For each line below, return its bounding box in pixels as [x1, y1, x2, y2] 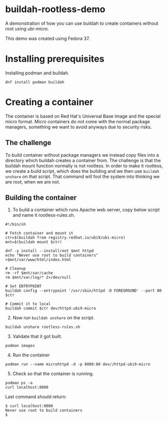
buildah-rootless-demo [5, 4, 105, 15]
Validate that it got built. [12, 334, 62, 340]
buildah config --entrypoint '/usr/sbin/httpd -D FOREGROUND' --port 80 [5, 288, 162, 294]
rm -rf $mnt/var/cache [5, 270, 53, 276]
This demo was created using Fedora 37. [5, 35, 90, 41]
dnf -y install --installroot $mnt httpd [5, 249, 94, 254]
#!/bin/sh [5, 222, 26, 227]
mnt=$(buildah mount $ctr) [5, 240, 62, 245]
